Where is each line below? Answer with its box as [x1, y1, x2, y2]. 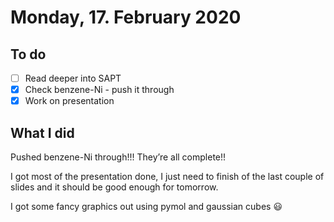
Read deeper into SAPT [24, 72, 122, 84]
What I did [10, 124, 75, 141]
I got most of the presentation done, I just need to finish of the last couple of [10, 171, 325, 182]
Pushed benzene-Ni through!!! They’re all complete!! [10, 151, 227, 163]
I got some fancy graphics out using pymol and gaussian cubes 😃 [10, 201, 283, 212]
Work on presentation [24, 95, 115, 107]
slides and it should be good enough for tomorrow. [10, 181, 219, 193]
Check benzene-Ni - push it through [24, 84, 175, 96]
